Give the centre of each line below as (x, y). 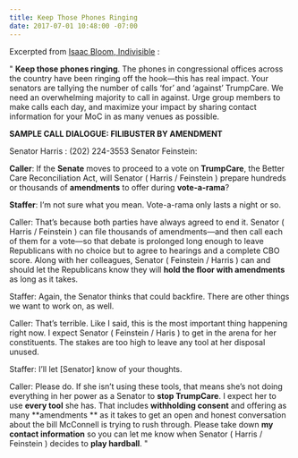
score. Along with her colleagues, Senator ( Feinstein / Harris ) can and (140, 259)
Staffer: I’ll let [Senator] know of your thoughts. (96, 369)
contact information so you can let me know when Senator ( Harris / (136, 434)
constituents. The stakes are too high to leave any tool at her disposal (137, 342)
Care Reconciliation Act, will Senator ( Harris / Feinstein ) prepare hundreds (148, 178)
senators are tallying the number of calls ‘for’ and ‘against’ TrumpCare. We (146, 88)
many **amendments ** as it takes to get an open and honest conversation (148, 415)
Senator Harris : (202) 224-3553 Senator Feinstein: (103, 151)
